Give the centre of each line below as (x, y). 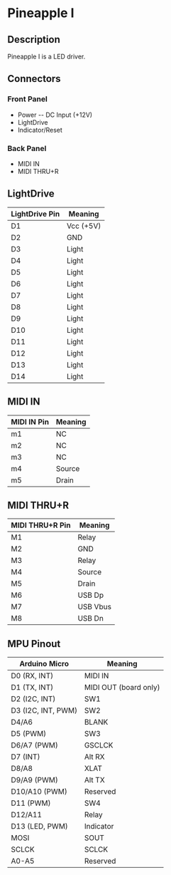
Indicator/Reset (40, 130)
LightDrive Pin (35, 214)
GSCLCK (99, 745)
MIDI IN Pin (30, 422)
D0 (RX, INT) (32, 676)
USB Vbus (95, 607)
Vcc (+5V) (84, 226)
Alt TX (94, 780)
